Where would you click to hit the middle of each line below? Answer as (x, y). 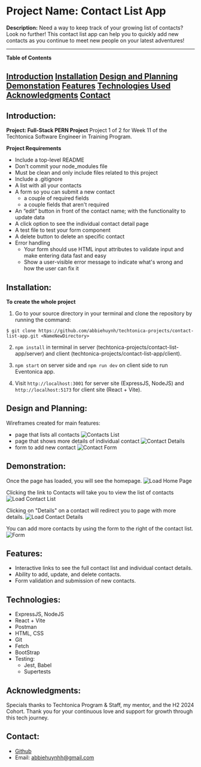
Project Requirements (34, 148)
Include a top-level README (50, 160)
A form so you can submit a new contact (65, 192)
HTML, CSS (29, 633)
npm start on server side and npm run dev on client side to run (91, 365)
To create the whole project (41, 302)
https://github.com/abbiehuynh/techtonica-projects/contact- (116, 331)
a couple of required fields (56, 198)
